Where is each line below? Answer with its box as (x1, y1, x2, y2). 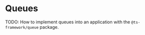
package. (39, 24, 59, 30)
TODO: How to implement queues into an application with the (5, 19, 131, 25)
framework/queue (5, 25, 39, 30)
